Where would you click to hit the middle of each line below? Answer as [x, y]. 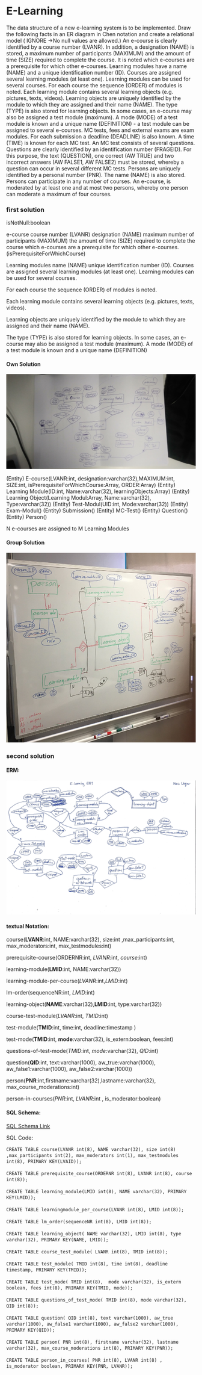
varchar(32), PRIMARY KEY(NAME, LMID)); [58, 1240]
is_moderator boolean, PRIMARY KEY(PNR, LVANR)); [70, 1366]
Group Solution [26, 542]
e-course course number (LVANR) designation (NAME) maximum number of [100, 234]
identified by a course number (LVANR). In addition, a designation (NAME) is [100, 47]
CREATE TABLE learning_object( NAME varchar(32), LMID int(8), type [94, 1234]
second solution [30, 756]
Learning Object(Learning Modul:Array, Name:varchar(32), [79, 498]
